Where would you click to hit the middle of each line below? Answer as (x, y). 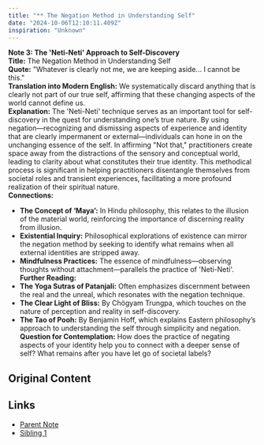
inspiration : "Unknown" (47, 30)
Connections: (31, 195)
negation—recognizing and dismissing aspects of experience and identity (128, 128)
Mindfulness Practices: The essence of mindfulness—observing (125, 261)
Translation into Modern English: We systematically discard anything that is (132, 86)
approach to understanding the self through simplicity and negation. (130, 328)
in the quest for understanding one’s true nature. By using (136, 120)
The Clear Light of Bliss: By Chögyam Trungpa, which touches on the (133, 303)
